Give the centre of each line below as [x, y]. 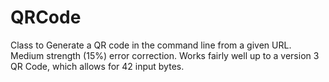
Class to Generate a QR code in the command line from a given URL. [151, 45]
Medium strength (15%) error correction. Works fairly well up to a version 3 [165, 55]
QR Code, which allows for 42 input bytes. [97, 66]
